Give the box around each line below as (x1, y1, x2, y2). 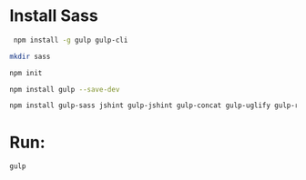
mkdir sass (9, 52, 51, 61)
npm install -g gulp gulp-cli (13, 35, 128, 45)
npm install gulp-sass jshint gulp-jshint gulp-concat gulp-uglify (9, 101, 271, 110)
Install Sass (9, 5, 98, 26)
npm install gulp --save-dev (9, 85, 120, 94)
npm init (9, 68, 43, 77)
